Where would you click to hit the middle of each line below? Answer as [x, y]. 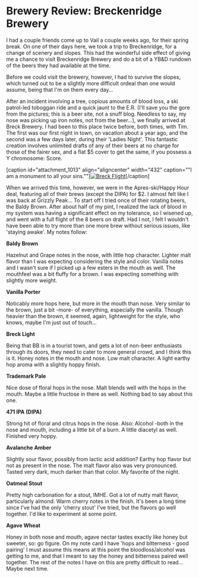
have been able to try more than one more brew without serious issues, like [98, 225]
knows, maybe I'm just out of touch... [51, 322]
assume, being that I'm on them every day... [60, 89]
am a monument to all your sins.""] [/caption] [78, 176]
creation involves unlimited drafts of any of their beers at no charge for [93, 145]
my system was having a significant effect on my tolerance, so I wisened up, [99, 213]
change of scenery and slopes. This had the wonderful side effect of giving [98, 52]
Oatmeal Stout [24, 483]
